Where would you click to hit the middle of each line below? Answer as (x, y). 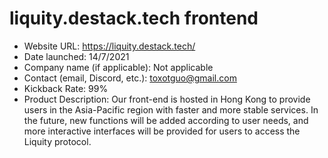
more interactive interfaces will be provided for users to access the (162, 131)
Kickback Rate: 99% (66, 88)
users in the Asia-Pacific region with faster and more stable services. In (171, 109)
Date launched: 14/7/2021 (76, 56)
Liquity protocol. (57, 141)
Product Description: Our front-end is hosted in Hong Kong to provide (167, 99)
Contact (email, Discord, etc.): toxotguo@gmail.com (130, 78)
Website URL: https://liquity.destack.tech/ (109, 46)
